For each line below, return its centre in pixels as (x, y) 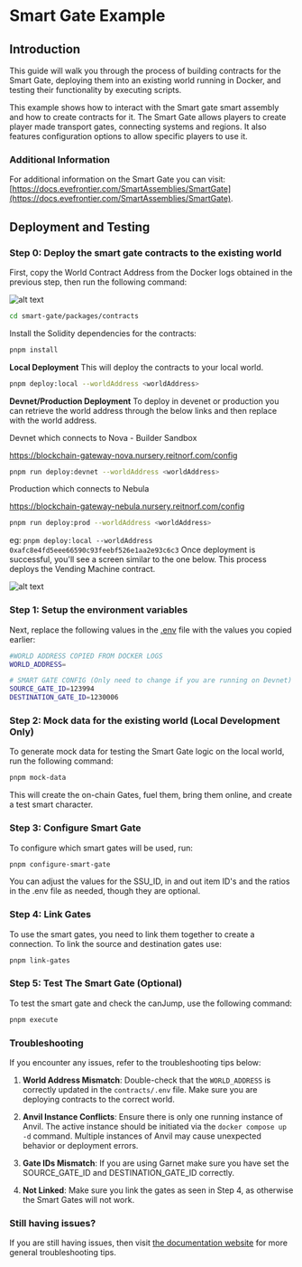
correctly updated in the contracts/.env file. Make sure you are (140, 1090)
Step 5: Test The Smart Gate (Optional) (96, 983)
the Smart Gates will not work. (78, 1200)
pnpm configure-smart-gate (60, 864)
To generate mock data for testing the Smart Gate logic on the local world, (147, 752)
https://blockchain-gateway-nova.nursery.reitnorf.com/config (124, 455)
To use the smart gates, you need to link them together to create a (132, 934)
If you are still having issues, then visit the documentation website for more (149, 1243)
